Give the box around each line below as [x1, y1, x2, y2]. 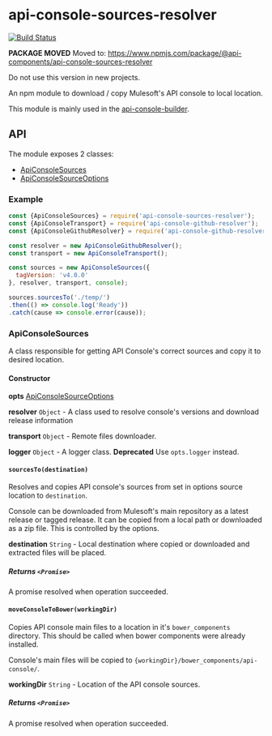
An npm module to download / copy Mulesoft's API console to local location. [8, 88, 263, 98]
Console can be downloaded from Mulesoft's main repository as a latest [8, 507, 249, 516]
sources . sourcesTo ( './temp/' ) [8, 293, 111, 302]
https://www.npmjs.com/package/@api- [108, 48, 242, 58]
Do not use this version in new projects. [8, 72, 140, 82]
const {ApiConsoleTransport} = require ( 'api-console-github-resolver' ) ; [8, 219, 259, 228]
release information [8, 416, 74, 426]
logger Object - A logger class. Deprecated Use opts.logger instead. [8, 447, 240, 457]
